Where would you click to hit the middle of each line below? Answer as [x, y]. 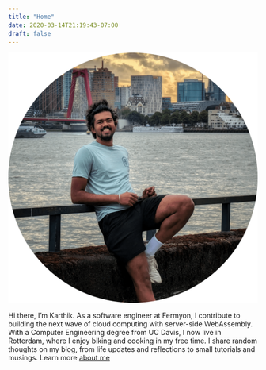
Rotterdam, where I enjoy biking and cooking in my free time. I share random [133, 341]
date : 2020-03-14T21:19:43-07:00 [63, 25]
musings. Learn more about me [59, 358]
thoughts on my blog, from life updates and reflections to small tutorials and [132, 349]
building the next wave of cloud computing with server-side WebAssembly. [131, 324]
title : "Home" [32, 17]
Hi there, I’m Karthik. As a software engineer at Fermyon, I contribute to [124, 316]
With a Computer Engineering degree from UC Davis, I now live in [115, 333]
